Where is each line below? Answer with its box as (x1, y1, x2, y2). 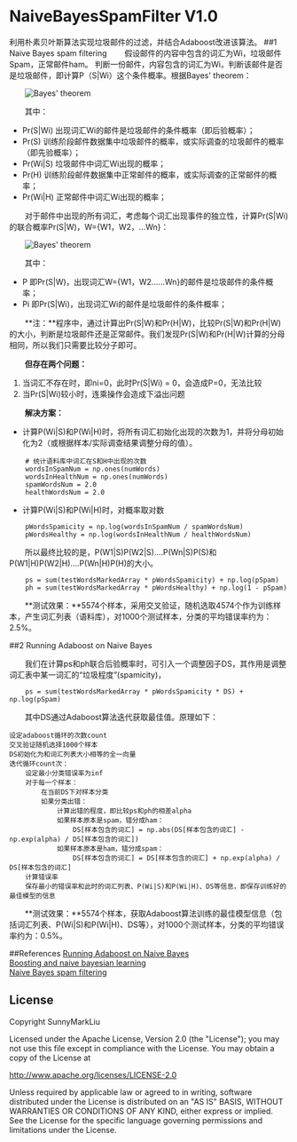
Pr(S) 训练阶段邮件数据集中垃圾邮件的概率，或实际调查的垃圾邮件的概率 (21, 136, 285, 147)
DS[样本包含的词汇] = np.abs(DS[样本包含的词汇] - (72, 825, 246, 834)
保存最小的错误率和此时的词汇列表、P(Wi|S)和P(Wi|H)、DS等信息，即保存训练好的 (25, 882, 286, 891)
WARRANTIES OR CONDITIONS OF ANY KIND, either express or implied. (9, 1106, 273, 1116)
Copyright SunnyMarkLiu (9, 1016, 100, 1027)
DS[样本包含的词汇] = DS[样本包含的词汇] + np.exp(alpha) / (72, 853, 281, 862)
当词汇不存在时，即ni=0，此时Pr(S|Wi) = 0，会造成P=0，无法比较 (21, 377, 262, 388)
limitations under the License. (9, 1124, 117, 1135)
